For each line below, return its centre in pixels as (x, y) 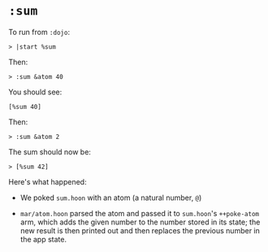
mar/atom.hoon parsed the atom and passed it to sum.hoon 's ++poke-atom (140, 213)
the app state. (43, 239)
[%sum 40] (25, 106)
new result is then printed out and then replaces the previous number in (140, 230)
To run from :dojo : (39, 32)
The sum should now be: (50, 152)
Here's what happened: (48, 181)
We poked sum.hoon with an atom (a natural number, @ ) (111, 198)
